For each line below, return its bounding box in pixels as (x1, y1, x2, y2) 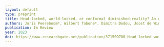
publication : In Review (5, 25, 54, 30)
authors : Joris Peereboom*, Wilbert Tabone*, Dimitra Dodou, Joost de (5, 21, 152, 26)
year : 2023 (5, 30, 27, 35)
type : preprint (5, 12, 36, 17)
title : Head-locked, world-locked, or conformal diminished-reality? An (5, 16, 156, 21)
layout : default (5, 7, 38, 12)
